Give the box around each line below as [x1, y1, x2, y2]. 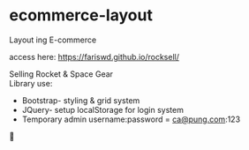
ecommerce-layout [9, 5, 153, 26]
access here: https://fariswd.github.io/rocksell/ [9, 51, 179, 62]
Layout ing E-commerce [9, 34, 97, 45]
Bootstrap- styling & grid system [21, 94, 140, 106]
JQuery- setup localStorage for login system [21, 104, 184, 115]
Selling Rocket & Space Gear [9, 68, 113, 79]
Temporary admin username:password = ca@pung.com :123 [21, 114, 241, 124]
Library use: [9, 78, 53, 88]
